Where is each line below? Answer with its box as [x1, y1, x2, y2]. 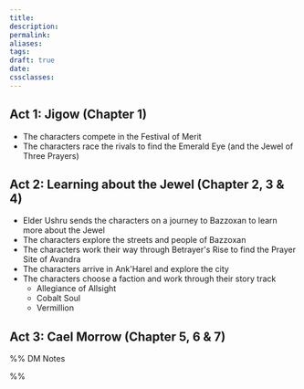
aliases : [9, 38, 43, 48]
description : [9, 22, 59, 31]
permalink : [9, 30, 51, 39]
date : [9, 65, 30, 74]
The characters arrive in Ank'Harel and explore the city [22, 264, 230, 275]
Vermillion [36, 302, 75, 313]
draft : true [9, 56, 55, 65]
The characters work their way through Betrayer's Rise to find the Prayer [22, 244, 297, 256]
